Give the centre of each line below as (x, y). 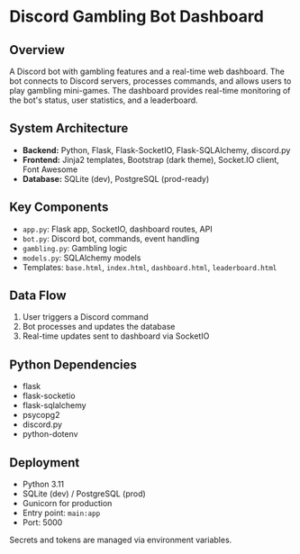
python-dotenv (50, 434)
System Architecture (69, 128)
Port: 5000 (42, 522)
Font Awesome (50, 169)
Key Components (59, 208)
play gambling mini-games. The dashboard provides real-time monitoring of (150, 91)
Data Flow (38, 296)
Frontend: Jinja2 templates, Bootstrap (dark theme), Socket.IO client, (150, 159)
